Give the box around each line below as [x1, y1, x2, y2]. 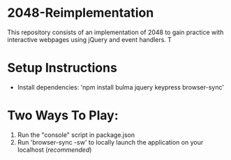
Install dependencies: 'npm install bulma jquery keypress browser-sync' [17, 82, 225, 92]
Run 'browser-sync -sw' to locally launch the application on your [17, 138, 204, 146]
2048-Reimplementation [7, 5, 154, 21]
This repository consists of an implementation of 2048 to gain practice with [7, 28, 224, 36]
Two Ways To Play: [7, 108, 119, 124]
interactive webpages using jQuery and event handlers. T [7, 35, 172, 43]
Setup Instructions [7, 60, 117, 76]
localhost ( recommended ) [17, 145, 92, 154]
